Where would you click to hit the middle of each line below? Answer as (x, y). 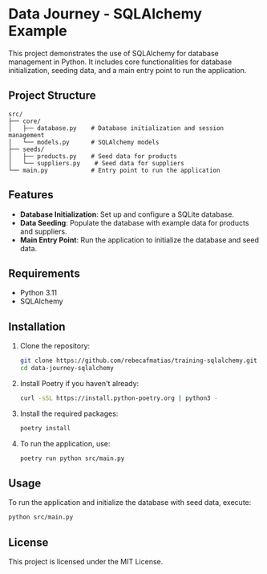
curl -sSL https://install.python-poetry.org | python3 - (119, 398)
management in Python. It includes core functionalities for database (120, 62)
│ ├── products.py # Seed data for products (93, 156)
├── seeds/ (26, 149)
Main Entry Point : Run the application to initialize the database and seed (139, 240)
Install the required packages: (69, 413)
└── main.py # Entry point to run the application (114, 170)
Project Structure (52, 96)
